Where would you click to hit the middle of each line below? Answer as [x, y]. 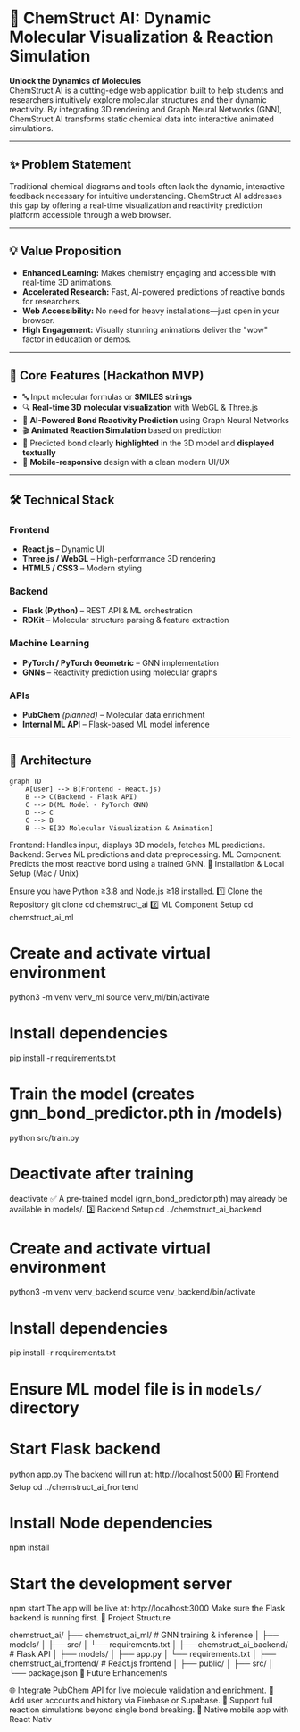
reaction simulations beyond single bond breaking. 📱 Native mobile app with [149, 1710]
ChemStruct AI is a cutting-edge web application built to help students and [146, 90]
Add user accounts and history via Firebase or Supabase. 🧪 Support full [141, 1701]
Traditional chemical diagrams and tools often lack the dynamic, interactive [147, 186]
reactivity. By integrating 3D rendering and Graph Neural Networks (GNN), [146, 109]
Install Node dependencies [111, 1523]
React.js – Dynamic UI [63, 549]
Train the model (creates [102, 1094]
